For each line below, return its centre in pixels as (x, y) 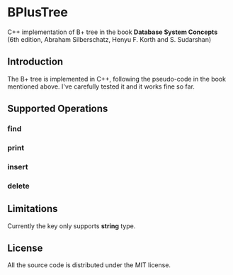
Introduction (35, 62)
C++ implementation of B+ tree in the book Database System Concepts (113, 32)
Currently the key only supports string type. (72, 226)
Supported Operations (58, 109)
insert (18, 167)
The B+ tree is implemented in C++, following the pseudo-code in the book (117, 79)
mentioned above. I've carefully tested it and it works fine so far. (101, 86)
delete (18, 186)
